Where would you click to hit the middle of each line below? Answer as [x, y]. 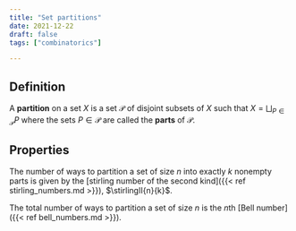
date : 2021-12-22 [42, 26]
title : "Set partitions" [55, 17]
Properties [39, 150]
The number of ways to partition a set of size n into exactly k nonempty [141, 172]
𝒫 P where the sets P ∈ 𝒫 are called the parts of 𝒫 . [102, 120]
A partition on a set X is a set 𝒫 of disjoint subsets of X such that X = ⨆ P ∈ [147, 109]
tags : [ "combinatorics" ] [55, 43]
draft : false [34, 34]
